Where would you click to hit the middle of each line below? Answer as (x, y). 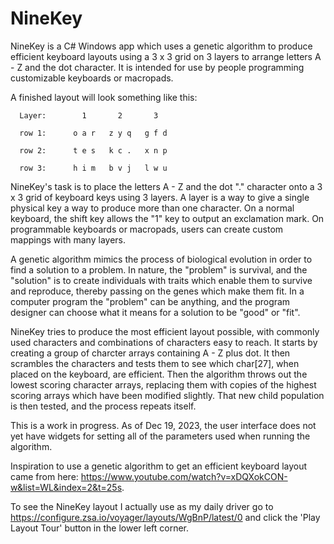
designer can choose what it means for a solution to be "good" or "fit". (155, 312)
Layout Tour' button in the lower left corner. (100, 528)
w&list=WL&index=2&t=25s (66, 487)
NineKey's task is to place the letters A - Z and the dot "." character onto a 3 (166, 186)
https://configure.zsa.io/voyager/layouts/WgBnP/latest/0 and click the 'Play (165, 517)
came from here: (44, 476)
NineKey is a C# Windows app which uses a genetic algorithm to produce (161, 46)
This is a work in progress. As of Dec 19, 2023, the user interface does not (163, 425)
